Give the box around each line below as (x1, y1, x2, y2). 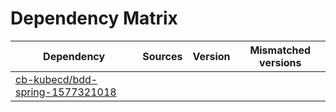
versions (259, 55, 302, 69)
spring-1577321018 (15, 85, 117, 99)
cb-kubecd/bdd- (15, 72, 98, 86)
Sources (142, 49, 183, 63)
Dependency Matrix (10, 7, 178, 30)
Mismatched (249, 43, 312, 57)
